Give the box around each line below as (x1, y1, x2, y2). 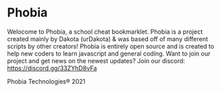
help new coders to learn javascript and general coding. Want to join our (7, 49, 211, 58)
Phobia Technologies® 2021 (7, 77, 86, 85)
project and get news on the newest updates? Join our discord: (7, 56, 185, 65)
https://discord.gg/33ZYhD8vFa (7, 64, 97, 72)
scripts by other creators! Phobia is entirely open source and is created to (7, 42, 214, 50)
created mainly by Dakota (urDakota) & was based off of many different (7, 34, 209, 43)
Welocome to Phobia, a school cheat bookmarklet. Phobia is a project (7, 27, 203, 36)
